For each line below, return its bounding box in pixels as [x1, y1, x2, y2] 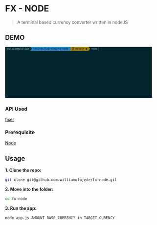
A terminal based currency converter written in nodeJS [17, 19, 128, 25]
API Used [5, 105, 28, 112]
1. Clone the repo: [5, 168, 42, 173]
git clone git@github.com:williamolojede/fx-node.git [5, 177, 117, 182]
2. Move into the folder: [5, 186, 54, 192]
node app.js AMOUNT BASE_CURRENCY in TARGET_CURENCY [5, 215, 115, 220]
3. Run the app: [5, 205, 37, 211]
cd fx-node [5, 197, 27, 201]
